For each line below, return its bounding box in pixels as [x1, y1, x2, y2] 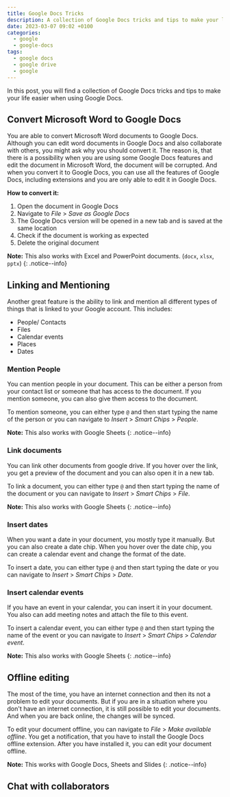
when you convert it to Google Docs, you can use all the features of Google [7, 168, 220, 177]
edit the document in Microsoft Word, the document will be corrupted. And [7, 161, 218, 169]
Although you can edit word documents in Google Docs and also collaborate [7, 139, 222, 148]
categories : [7, 29, 41, 36]
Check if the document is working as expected [16, 232, 149, 240]
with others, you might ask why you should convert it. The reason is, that [7, 146, 212, 155]
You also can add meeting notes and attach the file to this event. [7, 611, 188, 619]
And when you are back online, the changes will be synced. [7, 712, 175, 720]
